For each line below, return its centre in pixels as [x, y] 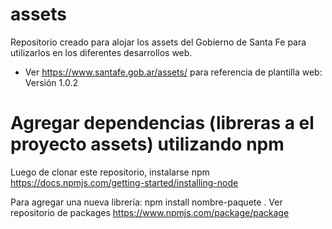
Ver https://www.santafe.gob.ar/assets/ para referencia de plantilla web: [173, 72]
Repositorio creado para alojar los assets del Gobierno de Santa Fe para [158, 42]
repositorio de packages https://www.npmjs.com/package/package [150, 212]
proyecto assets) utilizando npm [147, 144]
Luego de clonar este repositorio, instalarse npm [110, 172]
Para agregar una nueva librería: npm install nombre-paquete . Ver [146, 202]
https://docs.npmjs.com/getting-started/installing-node [124, 182]
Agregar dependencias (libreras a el [162, 123]
